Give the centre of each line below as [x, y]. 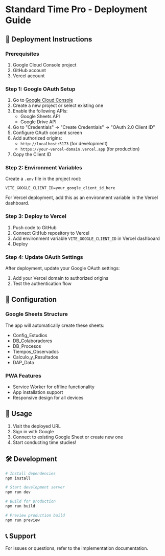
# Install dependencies [31, 473]
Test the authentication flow [42, 284]
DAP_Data [23, 362]
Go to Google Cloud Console [43, 100]
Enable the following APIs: [40, 111]
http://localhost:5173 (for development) [64, 144]
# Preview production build [35, 515]
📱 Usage [19, 414]
